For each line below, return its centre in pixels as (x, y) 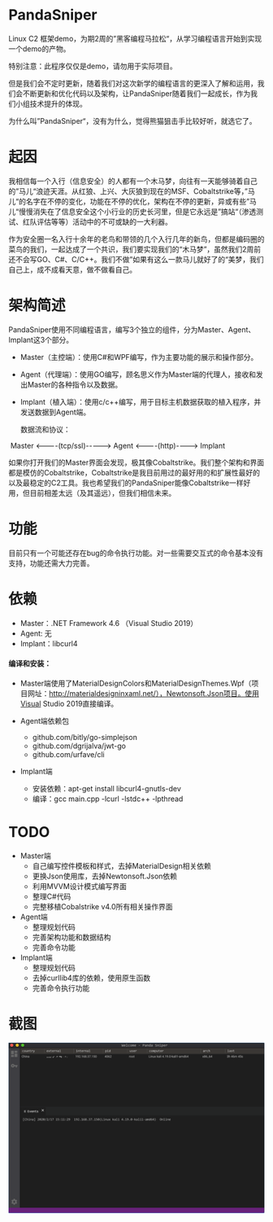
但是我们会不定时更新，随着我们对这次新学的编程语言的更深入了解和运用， (133, 83)
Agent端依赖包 (45, 720)
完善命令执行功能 (61, 988)
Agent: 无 (36, 633)
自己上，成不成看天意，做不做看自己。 (72, 269)
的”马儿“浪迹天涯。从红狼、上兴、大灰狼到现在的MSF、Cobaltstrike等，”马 (132, 191)
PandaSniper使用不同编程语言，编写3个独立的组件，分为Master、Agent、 (132, 329)
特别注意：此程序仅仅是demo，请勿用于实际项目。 (93, 66)
